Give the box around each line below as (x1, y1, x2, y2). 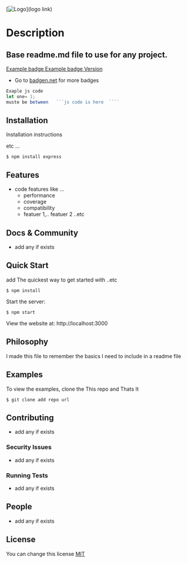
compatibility (23, 204, 55, 212)
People (6, 502, 32, 512)
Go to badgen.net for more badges (14, 77, 99, 84)
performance (23, 192, 56, 199)
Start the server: (6, 298, 46, 305)
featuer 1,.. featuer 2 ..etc (23, 211, 85, 218)
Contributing (6, 413, 54, 423)
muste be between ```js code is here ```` (6, 99, 119, 105)
